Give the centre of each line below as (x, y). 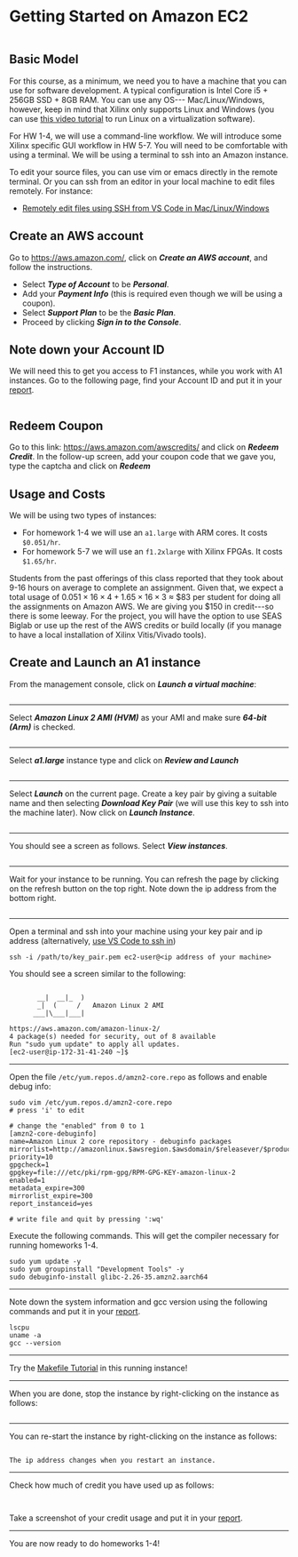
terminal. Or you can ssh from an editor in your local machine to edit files (142, 181)
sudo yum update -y (45, 1261)
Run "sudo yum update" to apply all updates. (94, 1044)
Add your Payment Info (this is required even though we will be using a (152, 293)
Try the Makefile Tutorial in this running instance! (98, 1368)
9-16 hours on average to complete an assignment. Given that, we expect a (146, 587)
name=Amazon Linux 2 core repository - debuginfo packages (121, 1141)
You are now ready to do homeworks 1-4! (85, 1543)
